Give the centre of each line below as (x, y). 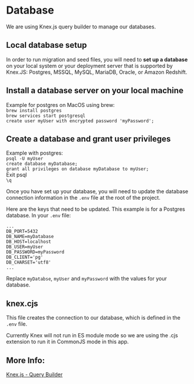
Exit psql (17, 175)
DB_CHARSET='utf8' (29, 263)
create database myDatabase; (42, 164)
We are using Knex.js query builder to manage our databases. (81, 27)
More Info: (26, 360)
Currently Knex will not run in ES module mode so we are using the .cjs (92, 336)
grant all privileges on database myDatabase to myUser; (78, 169)
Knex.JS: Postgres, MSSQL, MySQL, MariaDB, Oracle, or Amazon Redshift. (97, 72)
